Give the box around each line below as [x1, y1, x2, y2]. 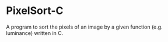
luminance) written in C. [6, 29, 64, 36]
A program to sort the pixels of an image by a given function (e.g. [6, 23, 163, 30]
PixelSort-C [6, 4, 64, 17]
